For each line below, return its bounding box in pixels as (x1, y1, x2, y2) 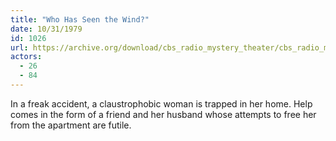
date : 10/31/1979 (10, 24, 83, 34)
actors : (10, 52, 43, 62)
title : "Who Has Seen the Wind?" (10, 14, 150, 25)
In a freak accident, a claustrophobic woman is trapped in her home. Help (10, 97, 313, 110)
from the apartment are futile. (10, 119, 132, 131)
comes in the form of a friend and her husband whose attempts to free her (10, 108, 317, 120)
